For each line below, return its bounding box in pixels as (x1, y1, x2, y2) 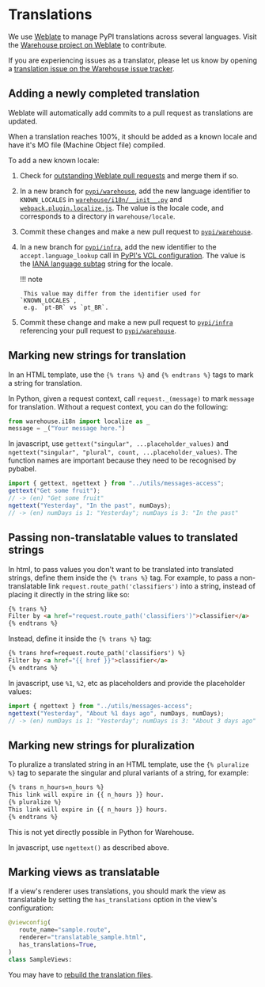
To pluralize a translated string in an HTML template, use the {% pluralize (8, 760, 249, 769)
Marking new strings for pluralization (8, 738, 195, 752)
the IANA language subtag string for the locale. (19, 259, 173, 269)
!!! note (19, 274, 44, 284)
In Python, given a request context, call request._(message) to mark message (8, 394, 255, 403)
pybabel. (8, 464, 37, 474)
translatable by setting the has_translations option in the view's (8, 895, 218, 905)
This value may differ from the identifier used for (23, 289, 201, 298)
